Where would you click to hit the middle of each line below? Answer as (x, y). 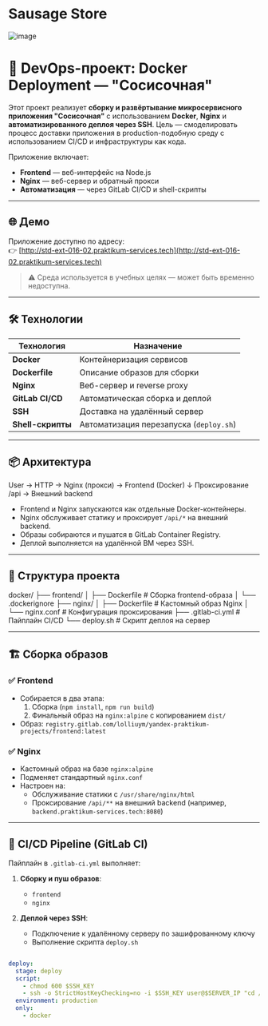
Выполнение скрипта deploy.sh (85, 942)
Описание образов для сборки (139, 372)
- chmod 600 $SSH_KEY (58, 986)
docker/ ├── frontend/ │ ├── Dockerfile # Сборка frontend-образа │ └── (132, 595)
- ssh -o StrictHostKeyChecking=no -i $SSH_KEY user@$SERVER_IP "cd (139, 993)
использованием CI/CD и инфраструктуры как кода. (97, 141)
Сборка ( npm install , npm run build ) (93, 706)
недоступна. (49, 285)
